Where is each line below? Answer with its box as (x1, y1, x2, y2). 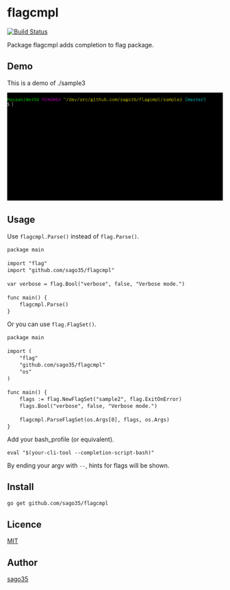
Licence (7, 519, 42, 530)
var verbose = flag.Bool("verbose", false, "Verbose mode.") (7, 280, 186, 287)
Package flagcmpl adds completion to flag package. (7, 40, 154, 49)
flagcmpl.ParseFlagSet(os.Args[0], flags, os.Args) (19, 416, 170, 423)
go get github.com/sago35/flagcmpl (7, 500, 109, 507)
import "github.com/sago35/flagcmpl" (7, 267, 115, 273)
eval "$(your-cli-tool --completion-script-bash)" (7, 449, 155, 456)
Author (7, 556, 38, 568)
